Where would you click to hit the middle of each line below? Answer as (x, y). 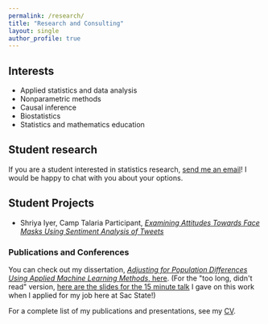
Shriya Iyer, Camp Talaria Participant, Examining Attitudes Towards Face (140, 222)
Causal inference (48, 108)
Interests (31, 71)
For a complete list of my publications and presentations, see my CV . (122, 310)
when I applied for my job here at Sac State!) (82, 295)
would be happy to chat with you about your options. (96, 177)
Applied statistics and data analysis (78, 90)
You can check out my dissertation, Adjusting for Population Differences (128, 269)
